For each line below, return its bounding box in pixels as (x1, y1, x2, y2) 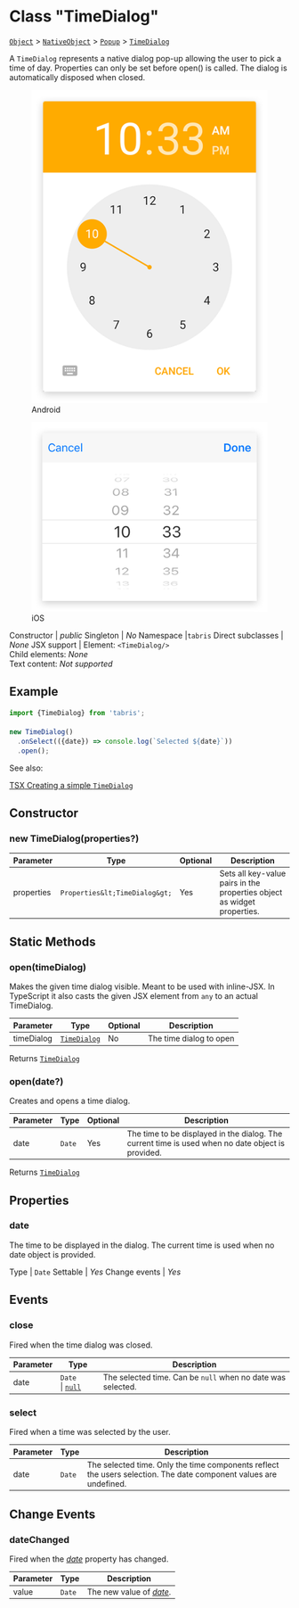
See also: (9, 763, 44, 773)
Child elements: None (9, 648, 89, 659)
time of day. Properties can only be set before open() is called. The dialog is (9, 62, 287, 73)
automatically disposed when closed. (9, 71, 146, 82)
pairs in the (219, 878, 261, 888)
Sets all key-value (219, 868, 287, 879)
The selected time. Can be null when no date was (102, 1372, 287, 1383)
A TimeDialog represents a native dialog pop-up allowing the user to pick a (9, 53, 282, 63)
